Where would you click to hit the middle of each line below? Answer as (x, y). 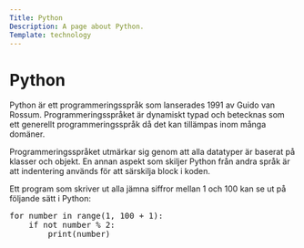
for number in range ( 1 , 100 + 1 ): (86, 216)
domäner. (27, 134)
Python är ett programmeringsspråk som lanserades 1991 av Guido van (142, 105)
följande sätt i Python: (51, 199)
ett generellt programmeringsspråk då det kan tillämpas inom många (138, 125)
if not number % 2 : (72, 225)
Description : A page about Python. (77, 26)
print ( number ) (79, 234)
